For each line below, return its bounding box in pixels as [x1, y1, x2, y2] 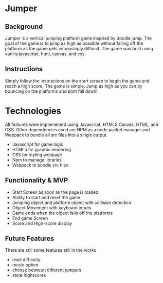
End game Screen [12, 215, 48, 221]
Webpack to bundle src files [12, 162, 69, 168]
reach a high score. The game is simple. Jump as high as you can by [5, 83, 143, 89]
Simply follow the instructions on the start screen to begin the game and [5, 78, 150, 83]
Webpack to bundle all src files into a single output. [5, 132, 108, 138]
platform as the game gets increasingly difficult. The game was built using [5, 46, 153, 51]
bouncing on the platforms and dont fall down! [5, 88, 98, 94]
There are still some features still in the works [5, 247, 96, 253]
